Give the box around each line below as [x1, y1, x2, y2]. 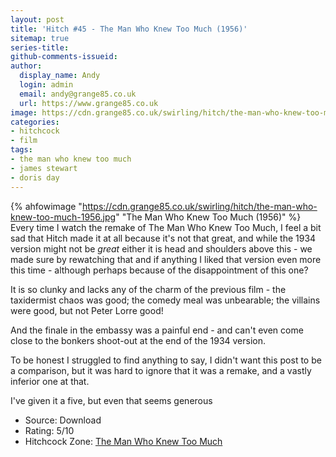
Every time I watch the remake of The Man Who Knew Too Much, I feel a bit [10, 221, 322, 233]
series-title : [10, 42, 70, 53]
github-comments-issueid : [10, 52, 118, 62]
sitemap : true [10, 33, 70, 43]
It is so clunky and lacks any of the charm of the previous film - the [10, 283, 287, 295]
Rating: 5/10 [24, 424, 75, 436]
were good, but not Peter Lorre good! [10, 304, 164, 316]
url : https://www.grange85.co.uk [19, 98, 159, 108]
